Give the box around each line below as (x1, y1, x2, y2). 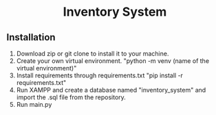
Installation (6, 31, 56, 43)
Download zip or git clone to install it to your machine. (16, 49, 169, 57)
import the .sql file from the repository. (16, 93, 127, 101)
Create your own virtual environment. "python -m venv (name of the (16, 57, 210, 65)
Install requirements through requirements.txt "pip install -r (16, 71, 184, 79)
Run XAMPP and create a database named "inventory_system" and (16, 86, 206, 94)
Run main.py (16, 101, 52, 108)
